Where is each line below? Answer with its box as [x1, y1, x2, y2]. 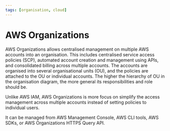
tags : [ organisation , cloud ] [5, 7, 67, 13]
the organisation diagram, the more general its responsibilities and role [5, 78, 153, 84]
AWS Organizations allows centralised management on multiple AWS [5, 46, 149, 52]
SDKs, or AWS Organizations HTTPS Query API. [5, 120, 105, 126]
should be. [5, 84, 28, 90]
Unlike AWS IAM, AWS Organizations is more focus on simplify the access [5, 93, 160, 100]
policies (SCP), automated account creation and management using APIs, [5, 57, 159, 63]
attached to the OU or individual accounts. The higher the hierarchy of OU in [5, 73, 165, 79]
